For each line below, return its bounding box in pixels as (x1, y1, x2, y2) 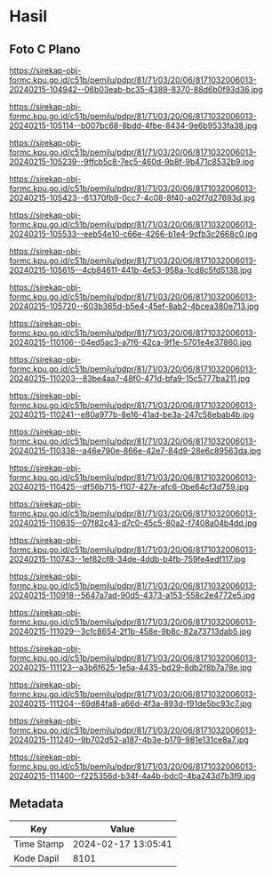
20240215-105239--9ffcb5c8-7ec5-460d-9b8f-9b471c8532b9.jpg (9, 157, 255, 166)
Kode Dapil (13, 852, 60, 864)
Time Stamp (13, 838, 65, 850)
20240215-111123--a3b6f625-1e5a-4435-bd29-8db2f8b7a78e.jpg (9, 663, 252, 672)
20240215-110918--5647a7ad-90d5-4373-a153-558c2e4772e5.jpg (9, 590, 256, 600)
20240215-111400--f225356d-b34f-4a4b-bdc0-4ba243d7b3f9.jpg (9, 771, 256, 781)
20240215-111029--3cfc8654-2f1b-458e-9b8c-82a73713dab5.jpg (9, 626, 252, 637)
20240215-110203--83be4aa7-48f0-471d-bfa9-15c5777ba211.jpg (9, 374, 251, 383)
